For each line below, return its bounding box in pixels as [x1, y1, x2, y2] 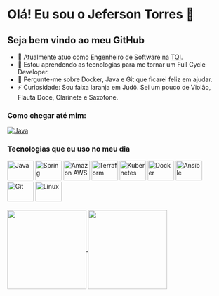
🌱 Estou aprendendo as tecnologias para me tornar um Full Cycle [17, 60, 206, 69]
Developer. [17, 68, 49, 76]
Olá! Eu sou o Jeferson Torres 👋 [7, 6, 194, 22]
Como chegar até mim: [7, 110, 86, 120]
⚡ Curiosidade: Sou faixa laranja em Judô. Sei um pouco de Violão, [17, 83, 211, 91]
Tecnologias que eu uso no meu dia [7, 144, 131, 154]
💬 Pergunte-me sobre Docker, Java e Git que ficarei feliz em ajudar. [17, 75, 213, 83]
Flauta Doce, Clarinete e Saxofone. [17, 93, 119, 101]
